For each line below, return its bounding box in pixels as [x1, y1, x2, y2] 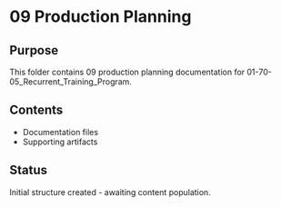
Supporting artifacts [22, 136, 98, 147]
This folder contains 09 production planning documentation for [9, 66, 246, 77]
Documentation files [22, 126, 98, 137]
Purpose [9, 43, 59, 58]
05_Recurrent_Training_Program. [9, 76, 132, 87]
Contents [9, 103, 64, 118]
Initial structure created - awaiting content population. [9, 186, 211, 197]
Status [9, 163, 48, 178]
